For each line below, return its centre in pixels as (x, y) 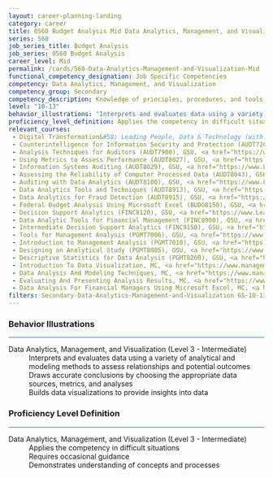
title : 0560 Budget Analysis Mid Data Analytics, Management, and (123, 31)
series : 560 (28, 39)
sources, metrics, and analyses (81, 384)
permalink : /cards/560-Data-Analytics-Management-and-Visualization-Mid (134, 69)
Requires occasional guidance (79, 456)
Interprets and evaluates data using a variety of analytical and (132, 358)
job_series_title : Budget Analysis (69, 46)
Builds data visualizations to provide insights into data (119, 393)
